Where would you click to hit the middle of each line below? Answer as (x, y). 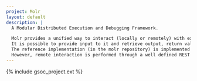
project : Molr (23, 11)
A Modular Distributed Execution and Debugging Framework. (85, 28)
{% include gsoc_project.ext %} (45, 72)
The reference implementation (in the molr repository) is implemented (101, 50)
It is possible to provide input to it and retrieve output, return (97, 44)
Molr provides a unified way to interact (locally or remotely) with (98, 39)
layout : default (26, 17)
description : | (25, 22)
